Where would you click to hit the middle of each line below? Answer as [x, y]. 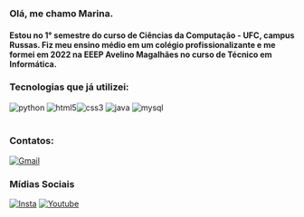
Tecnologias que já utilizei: [69, 87]
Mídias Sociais [42, 184]
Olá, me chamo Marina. [62, 14]
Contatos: [32, 141]
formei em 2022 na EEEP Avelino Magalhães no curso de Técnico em [141, 54]
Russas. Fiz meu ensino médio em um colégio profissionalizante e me [142, 44]
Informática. [33, 64]
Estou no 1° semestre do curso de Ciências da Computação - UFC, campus [152, 35]
